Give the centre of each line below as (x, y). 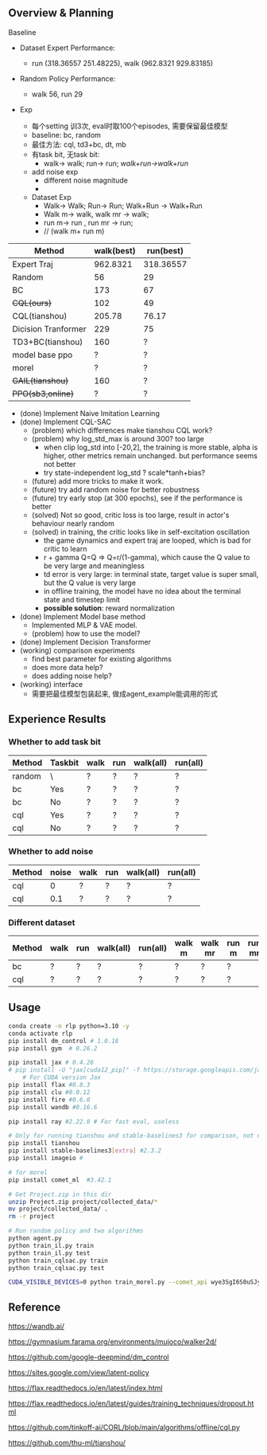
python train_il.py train (51, 1245)
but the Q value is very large (90, 582)
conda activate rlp (41, 1033)
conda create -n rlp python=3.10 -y (69, 1026)
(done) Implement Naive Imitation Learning (90, 413)
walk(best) (115, 250)
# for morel (28, 1172)
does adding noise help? (72, 676)
